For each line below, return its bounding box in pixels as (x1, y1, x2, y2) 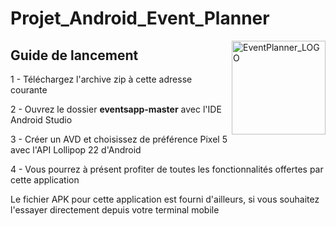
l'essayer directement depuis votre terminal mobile (10, 204, 220, 216)
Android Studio (10, 114, 73, 126)
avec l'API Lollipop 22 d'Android (10, 144, 142, 156)
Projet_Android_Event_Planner (10, 7, 270, 30)
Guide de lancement (10, 47, 139, 64)
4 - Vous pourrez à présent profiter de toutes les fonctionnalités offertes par (10, 163, 324, 175)
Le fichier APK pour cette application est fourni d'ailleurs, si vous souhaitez (10, 193, 320, 205)
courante (10, 84, 48, 96)
